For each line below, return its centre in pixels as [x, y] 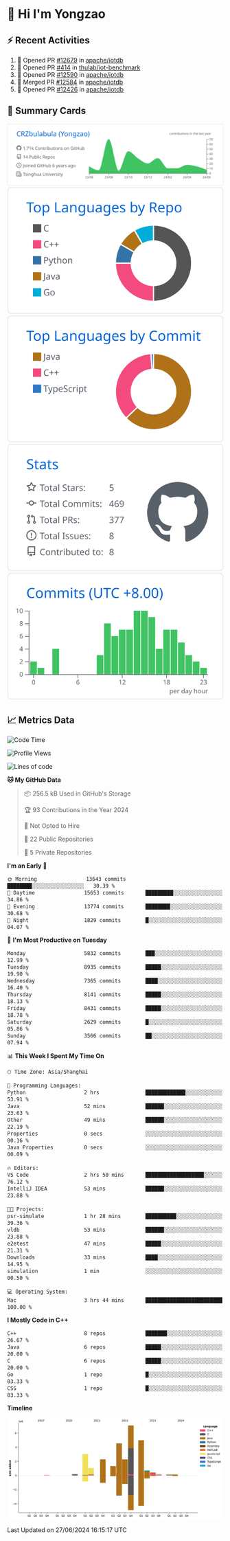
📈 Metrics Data [41, 720]
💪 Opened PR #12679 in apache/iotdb [70, 60]
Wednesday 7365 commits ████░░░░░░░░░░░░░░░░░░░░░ [115, 981]
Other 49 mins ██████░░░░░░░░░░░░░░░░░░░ [115, 1120]
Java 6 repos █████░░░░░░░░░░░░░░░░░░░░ [115, 1347]
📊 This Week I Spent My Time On [56, 1056]
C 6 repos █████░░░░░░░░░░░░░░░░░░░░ [115, 1361]
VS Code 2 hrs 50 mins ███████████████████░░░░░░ [115, 1175]
